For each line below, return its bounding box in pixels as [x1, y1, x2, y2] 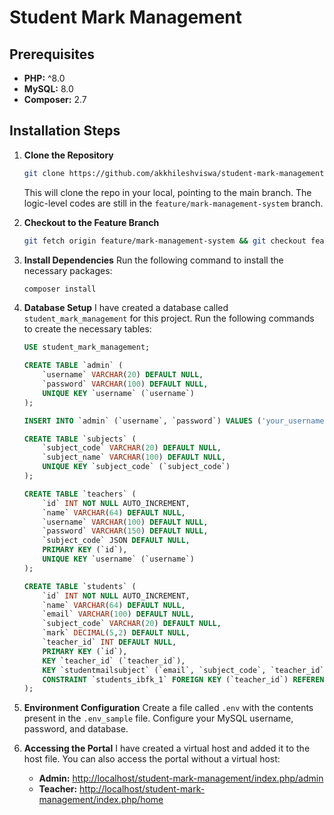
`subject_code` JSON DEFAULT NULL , [42, 536, 191, 546]
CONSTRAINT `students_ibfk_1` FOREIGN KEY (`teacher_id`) [42, 674, 289, 685]
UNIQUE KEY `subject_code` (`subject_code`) [42, 462, 231, 472]
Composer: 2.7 [23, 94, 87, 105]
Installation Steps [9, 122, 121, 140]
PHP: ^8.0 [23, 72, 66, 84]
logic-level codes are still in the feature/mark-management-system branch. [23, 197, 324, 209]
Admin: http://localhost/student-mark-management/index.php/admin [38, 772, 324, 785]
